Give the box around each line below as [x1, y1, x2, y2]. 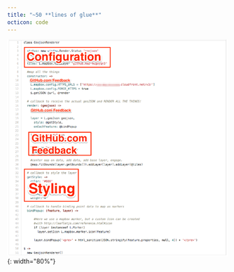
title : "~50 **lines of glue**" [7, 11, 102, 18]
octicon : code [7, 18, 49, 26]
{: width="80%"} [7, 257, 56, 266]
